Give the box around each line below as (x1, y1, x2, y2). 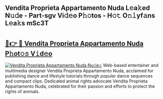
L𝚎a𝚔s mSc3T (5, 19, 49, 27)
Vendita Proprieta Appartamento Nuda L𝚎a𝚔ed (5, 4, 150, 12)
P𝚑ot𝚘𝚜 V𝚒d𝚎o (5, 49, 53, 58)
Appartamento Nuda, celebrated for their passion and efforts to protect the (5, 83, 155, 89)
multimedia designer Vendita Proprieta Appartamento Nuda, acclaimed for (5, 68, 154, 74)
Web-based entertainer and (103, 62, 159, 68)
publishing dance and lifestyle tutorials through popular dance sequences (5, 73, 153, 79)
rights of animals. (5, 89, 40, 94)
